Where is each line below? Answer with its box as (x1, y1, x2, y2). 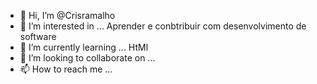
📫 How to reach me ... (19, 63, 113, 75)
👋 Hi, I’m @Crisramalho (19, 10, 116, 21)
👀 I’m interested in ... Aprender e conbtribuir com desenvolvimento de (19, 20, 307, 32)
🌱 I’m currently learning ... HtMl (19, 41, 149, 53)
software (19, 31, 57, 42)
